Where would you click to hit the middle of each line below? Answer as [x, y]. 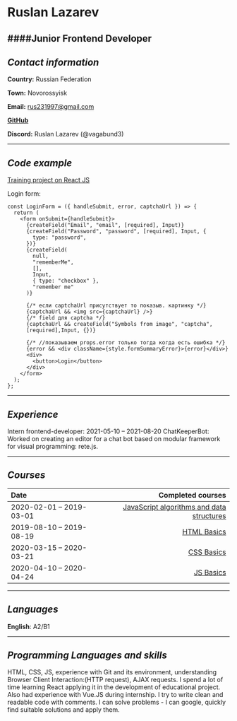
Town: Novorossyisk [37, 93]
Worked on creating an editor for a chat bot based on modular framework [114, 439]
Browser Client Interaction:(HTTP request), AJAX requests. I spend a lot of [115, 680]
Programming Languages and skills [87, 656]
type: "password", [60, 238]
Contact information [53, 62]
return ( [26, 213]
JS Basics [210, 572]
